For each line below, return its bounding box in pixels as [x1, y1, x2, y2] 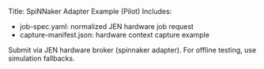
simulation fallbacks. [8, 54, 75, 63]
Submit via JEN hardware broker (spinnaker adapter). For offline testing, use [8, 45, 257, 54]
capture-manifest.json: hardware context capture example [19, 31, 209, 39]
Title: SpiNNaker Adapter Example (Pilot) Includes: [8, 7, 172, 16]
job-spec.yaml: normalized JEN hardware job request [19, 22, 194, 31]
